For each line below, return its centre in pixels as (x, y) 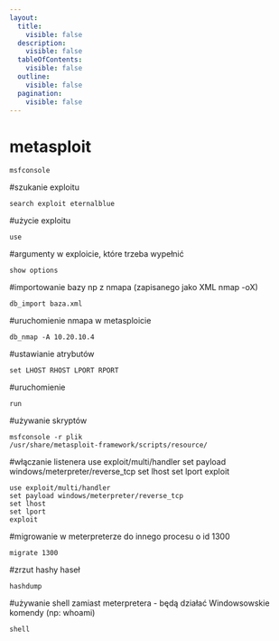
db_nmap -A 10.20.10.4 (52, 337)
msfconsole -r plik (46, 438)
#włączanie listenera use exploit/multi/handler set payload (118, 462)
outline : (34, 77)
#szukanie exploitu (44, 187)
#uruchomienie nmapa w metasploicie (80, 321)
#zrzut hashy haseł (45, 570)
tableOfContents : (50, 60)
